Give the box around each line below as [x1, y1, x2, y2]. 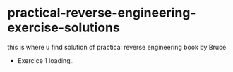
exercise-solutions [7, 20, 120, 36]
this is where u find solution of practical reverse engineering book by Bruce [7, 43, 227, 51]
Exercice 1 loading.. [17, 56, 74, 64]
